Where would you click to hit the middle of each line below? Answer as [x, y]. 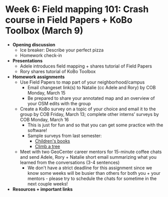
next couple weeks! [48, 184]
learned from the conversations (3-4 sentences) [70, 162]
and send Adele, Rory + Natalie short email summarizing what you [88, 157]
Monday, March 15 [46, 93]
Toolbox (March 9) [44, 31]
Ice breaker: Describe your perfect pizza [62, 50]
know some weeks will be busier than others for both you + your [94, 173]
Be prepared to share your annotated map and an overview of [91, 98]
